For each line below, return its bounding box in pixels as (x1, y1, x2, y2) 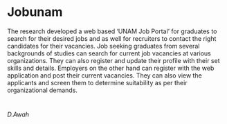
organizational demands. (7, 86, 78, 94)
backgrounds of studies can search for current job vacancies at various (7, 49, 211, 57)
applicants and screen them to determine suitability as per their (7, 78, 188, 87)
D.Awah (7, 110, 30, 118)
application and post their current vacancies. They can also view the (7, 71, 202, 80)
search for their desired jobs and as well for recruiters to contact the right (7, 34, 217, 42)
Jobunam (7, 4, 63, 20)
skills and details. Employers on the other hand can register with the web (7, 64, 215, 72)
